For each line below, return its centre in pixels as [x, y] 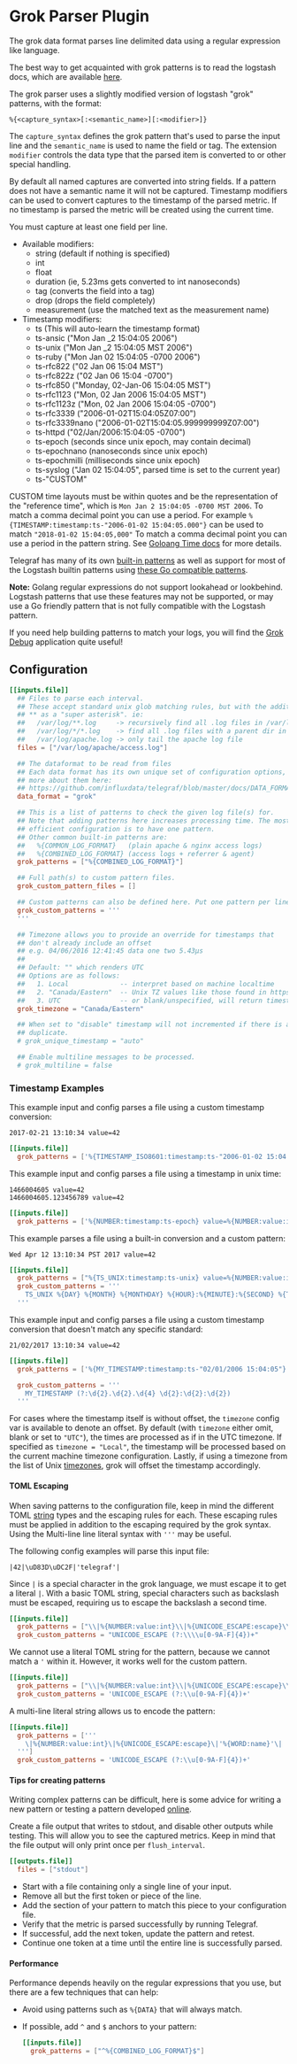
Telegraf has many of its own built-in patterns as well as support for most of [147, 560]
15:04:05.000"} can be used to [207, 524]
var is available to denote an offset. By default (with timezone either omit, [141, 1428]
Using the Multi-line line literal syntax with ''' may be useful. [120, 1534]
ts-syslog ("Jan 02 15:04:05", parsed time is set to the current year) [158, 469]
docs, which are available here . [66, 76]
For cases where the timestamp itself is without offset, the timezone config [145, 1419]
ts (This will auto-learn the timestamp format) [118, 329]
